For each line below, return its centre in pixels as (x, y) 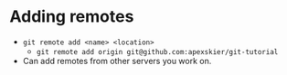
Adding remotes (72, 17)
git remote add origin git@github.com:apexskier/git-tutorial (157, 52)
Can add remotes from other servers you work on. (117, 61)
